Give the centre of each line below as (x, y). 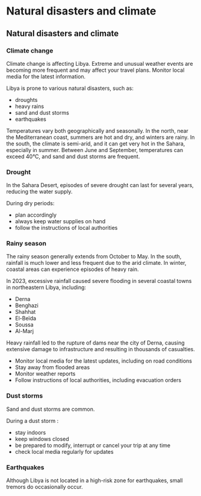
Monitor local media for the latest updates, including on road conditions (104, 361)
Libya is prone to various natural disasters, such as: (70, 88)
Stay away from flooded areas (52, 367)
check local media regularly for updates (64, 451)
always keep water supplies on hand (60, 221)
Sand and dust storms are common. (51, 409)
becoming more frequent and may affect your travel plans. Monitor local (95, 70)
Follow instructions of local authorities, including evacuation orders (98, 380)
